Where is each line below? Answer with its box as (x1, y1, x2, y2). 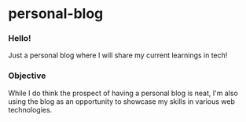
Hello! (8, 33, 31, 44)
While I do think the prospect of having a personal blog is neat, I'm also (8, 88, 238, 98)
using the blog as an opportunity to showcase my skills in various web (8, 96, 236, 106)
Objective (8, 70, 46, 81)
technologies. (8, 105, 53, 114)
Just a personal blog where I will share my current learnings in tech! (8, 50, 228, 60)
